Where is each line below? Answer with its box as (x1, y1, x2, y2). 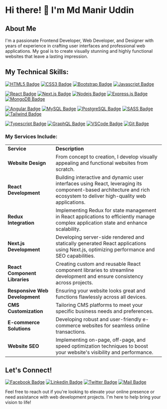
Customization (7, 308, 43, 315)
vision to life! (5, 399, 31, 405)
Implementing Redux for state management (55, 207, 157, 214)
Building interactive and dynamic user (55, 174, 144, 181)
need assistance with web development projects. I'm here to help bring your (5, 394, 161, 400)
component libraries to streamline (55, 267, 134, 273)
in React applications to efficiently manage (55, 213, 155, 220)
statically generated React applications (55, 240, 147, 247)
